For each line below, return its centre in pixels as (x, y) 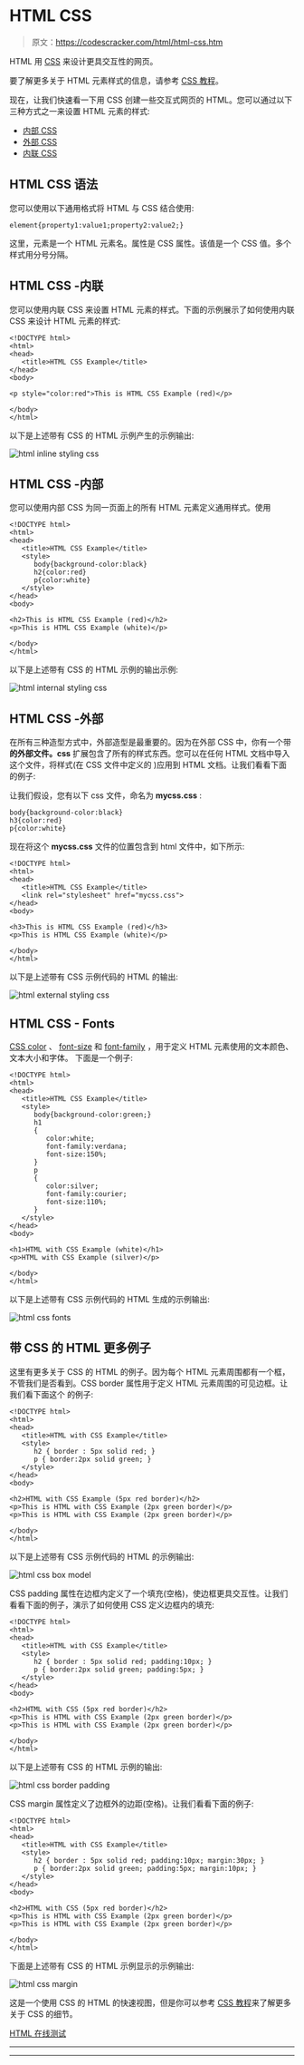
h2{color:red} (60, 572)
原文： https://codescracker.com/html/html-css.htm (127, 42)
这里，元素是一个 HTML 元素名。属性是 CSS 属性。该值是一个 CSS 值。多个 (151, 243)
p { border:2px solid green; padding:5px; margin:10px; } (145, 1868)
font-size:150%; (76, 1154)
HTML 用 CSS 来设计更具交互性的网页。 (84, 61)
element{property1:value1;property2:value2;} (96, 225)
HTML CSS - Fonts (62, 1023)
